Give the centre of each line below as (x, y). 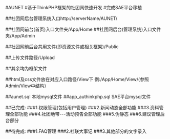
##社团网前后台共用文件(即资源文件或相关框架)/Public (62, 47)
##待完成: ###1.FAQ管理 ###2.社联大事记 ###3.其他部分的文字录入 (76, 131)
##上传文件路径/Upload (30, 57)
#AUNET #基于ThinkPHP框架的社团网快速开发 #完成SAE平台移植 (74, 7)
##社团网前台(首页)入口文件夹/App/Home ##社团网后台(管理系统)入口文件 (83, 29)
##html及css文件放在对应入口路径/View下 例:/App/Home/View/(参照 (77, 79)
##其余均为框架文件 (26, 68)
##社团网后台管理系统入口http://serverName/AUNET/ (61, 18)
